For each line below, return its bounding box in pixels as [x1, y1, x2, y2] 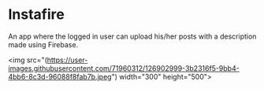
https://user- [46, 55, 88, 65]
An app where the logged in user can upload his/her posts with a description [8, 32, 257, 41]
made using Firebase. [8, 39, 79, 49]
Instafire [8, 6, 65, 24]
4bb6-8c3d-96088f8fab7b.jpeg [8, 72, 112, 81]
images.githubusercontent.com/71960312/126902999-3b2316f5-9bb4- [8, 63, 240, 72]
